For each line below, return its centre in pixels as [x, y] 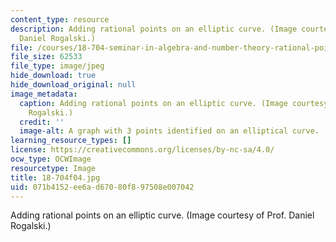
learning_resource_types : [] [71, 141]
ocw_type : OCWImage [51, 159]
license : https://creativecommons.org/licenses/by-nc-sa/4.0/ [142, 150]
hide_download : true [53, 76]
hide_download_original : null [73, 85]
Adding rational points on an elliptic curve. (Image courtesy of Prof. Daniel [162, 215]
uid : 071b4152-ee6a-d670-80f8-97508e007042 [102, 187]
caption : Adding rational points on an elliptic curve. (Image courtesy [174, 103]
